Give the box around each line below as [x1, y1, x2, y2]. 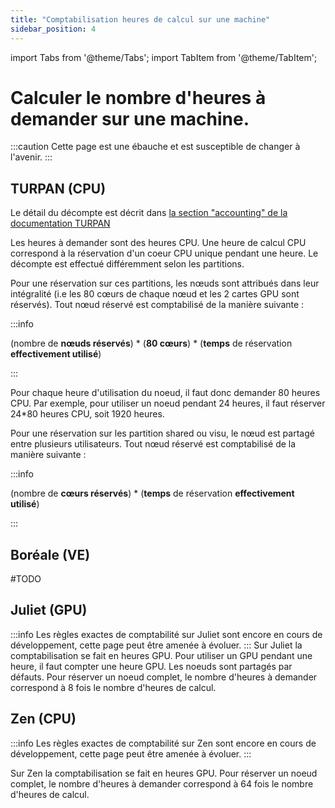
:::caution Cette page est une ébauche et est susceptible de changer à [10, 141, 301, 153]
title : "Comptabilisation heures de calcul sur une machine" [10, 14, 271, 25]
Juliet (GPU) [10, 602, 88, 619]
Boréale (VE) [10, 546, 91, 563]
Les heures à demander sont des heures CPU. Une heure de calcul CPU [10, 237, 307, 249]
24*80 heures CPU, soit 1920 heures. [10, 408, 165, 420]
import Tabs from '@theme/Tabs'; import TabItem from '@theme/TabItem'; [10, 51, 318, 63]
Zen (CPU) [10, 711, 77, 728]
